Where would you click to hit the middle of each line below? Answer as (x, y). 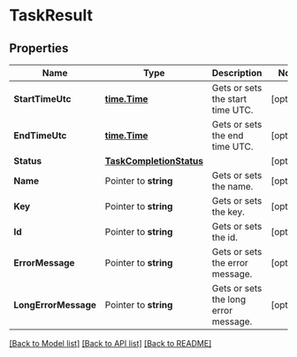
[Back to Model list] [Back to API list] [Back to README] (110, 343)
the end (228, 136)
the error (230, 263)
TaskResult (51, 16)
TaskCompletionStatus (154, 161)
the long (229, 299)
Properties (39, 48)
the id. (225, 237)
